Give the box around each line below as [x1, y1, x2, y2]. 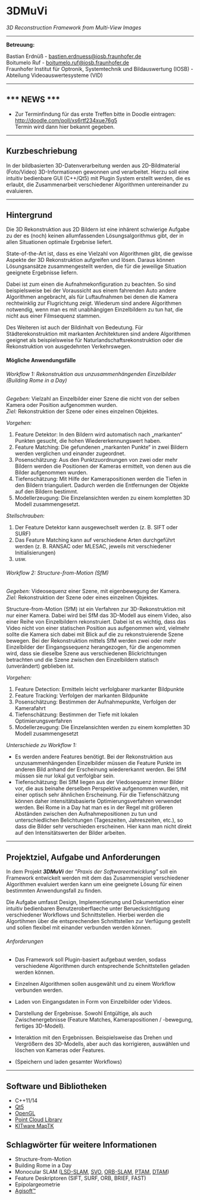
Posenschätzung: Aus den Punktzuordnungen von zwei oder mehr [14, 456, 178, 464]
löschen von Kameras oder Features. [14, 1047, 105, 1054]
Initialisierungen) [14, 549, 56, 556]
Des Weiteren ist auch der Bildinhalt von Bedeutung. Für [6, 324, 143, 331]
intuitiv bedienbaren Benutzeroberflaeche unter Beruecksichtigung [6, 905, 170, 912]
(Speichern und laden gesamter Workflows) [14, 1058, 122, 1066]
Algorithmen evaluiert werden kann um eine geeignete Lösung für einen [6, 881, 183, 888]
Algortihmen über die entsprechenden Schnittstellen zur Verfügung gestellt [6, 918, 190, 925]
